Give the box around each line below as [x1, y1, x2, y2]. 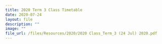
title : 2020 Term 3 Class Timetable [5, 7, 83, 13]
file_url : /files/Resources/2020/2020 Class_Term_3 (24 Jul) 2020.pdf [5, 31, 157, 36]
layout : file [5, 17, 33, 22]
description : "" [5, 21, 39, 27]
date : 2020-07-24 [5, 12, 42, 17]
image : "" [5, 26, 26, 31]
